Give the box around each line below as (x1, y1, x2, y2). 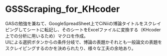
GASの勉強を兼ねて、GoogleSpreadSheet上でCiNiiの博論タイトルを (5, 20, 144, 26)
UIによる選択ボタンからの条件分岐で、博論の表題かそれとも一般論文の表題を (5, 39, 163, 45)
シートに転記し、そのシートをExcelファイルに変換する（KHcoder (26, 26, 161, 33)
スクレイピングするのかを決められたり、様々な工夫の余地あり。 (5, 45, 136, 51)
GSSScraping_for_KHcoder (5, 3, 120, 15)
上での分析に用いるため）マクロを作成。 (5, 33, 88, 39)
